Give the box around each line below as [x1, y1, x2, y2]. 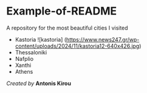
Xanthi [15, 62, 32, 69]
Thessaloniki [15, 48, 47, 56]
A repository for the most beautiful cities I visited [6, 24, 129, 31]
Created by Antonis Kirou [6, 80, 72, 87]
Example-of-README [6, 4, 117, 18]
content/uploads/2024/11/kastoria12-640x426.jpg [15, 42, 140, 50]
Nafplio [15, 55, 34, 62]
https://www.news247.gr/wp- [66, 36, 140, 43]
